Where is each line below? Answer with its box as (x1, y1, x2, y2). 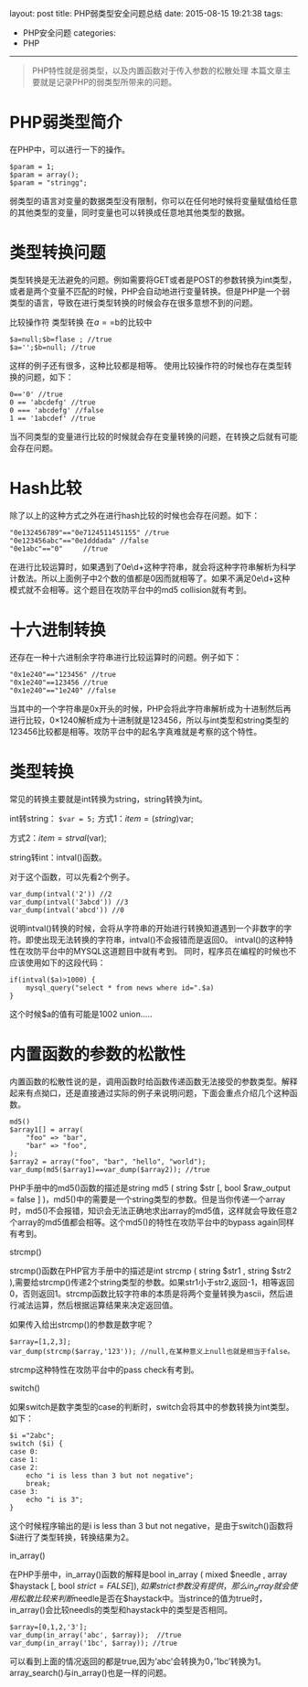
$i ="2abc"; (9, 1431, 55, 1440)
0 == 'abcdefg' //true (9, 397, 96, 407)
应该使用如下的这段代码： (9, 957, 106, 968)
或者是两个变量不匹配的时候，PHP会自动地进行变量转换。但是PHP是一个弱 (9, 285, 291, 296)
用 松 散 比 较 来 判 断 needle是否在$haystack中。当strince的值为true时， (9, 1593, 268, 1604)
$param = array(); (9, 170, 80, 179)
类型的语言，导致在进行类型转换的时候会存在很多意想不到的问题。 (9, 296, 258, 308)
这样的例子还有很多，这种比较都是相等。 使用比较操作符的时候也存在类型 (9, 360, 284, 371)
